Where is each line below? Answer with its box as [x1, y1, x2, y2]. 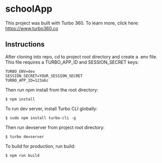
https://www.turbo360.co [5, 25, 58, 31]
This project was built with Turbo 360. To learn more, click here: [5, 20, 139, 26]
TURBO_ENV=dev [5, 69, 36, 74]
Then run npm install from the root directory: [5, 87, 99, 93]
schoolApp [5, 3, 52, 15]
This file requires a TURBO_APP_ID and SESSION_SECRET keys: [5, 59, 139, 65]
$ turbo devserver [5, 134, 44, 139]
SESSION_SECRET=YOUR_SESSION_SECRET [5, 73, 83, 78]
